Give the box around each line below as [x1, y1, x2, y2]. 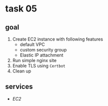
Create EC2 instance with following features [12, 36, 103, 42]
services [5, 82, 33, 91]
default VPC [19, 41, 45, 47]
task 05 [5, 3, 37, 14]
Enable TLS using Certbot [12, 63, 66, 68]
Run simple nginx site [12, 57, 56, 63]
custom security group [19, 47, 67, 52]
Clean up [12, 68, 31, 74]
